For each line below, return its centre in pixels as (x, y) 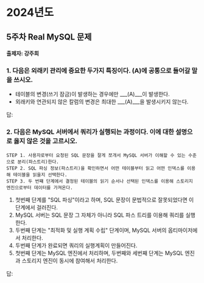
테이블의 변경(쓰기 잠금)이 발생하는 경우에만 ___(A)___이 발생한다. (92, 94)
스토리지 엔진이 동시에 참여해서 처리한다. (70, 260)
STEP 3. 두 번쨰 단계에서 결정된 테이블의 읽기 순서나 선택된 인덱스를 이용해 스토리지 (100, 181)
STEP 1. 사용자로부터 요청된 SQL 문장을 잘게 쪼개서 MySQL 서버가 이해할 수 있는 (96, 155)
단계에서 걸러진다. (36, 207)
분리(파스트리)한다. (38, 162)
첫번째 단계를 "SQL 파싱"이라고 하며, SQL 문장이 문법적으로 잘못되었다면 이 (104, 200)
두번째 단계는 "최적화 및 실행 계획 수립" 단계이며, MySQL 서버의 (91, 230)
